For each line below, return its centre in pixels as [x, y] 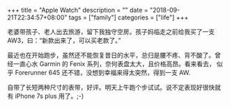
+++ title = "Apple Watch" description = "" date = [78, 10]
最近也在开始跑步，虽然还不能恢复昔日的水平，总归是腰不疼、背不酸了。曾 [114, 55]
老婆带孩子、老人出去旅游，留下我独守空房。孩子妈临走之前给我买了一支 [111, 32]
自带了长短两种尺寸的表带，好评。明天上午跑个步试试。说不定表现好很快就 [114, 87]
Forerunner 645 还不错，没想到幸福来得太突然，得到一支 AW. [102, 73]
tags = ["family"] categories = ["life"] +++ [129, 17]
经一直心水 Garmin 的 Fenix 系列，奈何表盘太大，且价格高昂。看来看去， [111, 64]
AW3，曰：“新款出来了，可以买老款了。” [64, 40]
